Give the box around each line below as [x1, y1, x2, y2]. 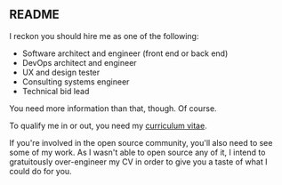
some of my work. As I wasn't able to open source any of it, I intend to [9, 147, 266, 157]
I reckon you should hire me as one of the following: [9, 30, 199, 41]
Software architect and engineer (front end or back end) [21, 48, 229, 59]
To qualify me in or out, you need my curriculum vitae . [9, 120, 207, 131]
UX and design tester [21, 67, 101, 77]
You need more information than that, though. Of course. [9, 102, 217, 114]
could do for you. [9, 165, 73, 176]
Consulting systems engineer [21, 76, 130, 87]
